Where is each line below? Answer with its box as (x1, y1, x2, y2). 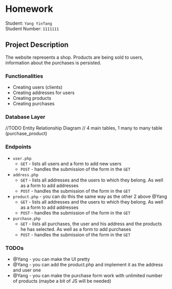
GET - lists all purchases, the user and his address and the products (20, 221, 162, 227)
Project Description (5, 41, 69, 49)
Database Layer (5, 113, 46, 120)
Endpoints (5, 143, 32, 151)
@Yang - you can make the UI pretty (12, 256, 90, 262)
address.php (12, 172, 39, 177)
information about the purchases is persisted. (5, 60, 102, 66)
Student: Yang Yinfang (5, 20, 52, 26)
